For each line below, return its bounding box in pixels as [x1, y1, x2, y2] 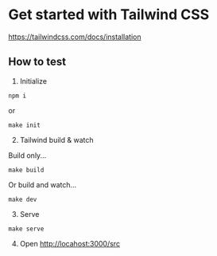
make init [8, 121, 41, 129]
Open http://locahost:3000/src [19, 238, 121, 248]
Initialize [19, 76, 48, 85]
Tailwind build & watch [19, 135, 94, 144]
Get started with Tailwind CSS [8, 6, 210, 24]
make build [8, 166, 45, 174]
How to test [8, 55, 66, 69]
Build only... [8, 150, 47, 160]
